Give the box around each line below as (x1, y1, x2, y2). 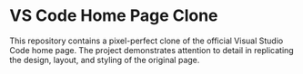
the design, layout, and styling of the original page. (9, 54, 200, 65)
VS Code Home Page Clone (9, 5, 218, 26)
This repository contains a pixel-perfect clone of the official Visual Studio (9, 35, 284, 46)
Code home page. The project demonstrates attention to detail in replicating (9, 44, 294, 55)
